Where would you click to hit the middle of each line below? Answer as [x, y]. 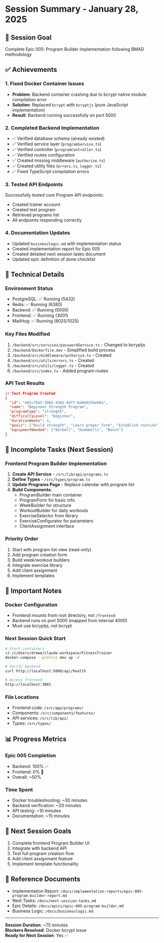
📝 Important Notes [33, 591]
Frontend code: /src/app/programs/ [48, 707]
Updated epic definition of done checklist [54, 259]
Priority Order [22, 539]
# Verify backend [23, 667]
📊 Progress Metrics [36, 739]
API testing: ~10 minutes [36, 810]
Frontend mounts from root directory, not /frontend [64, 615]
